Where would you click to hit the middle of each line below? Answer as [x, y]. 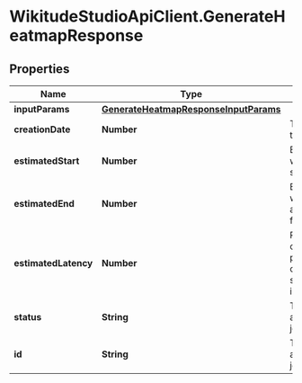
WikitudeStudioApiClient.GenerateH [147, 17]
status [28, 317]
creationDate [42, 129]
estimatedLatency [53, 263]
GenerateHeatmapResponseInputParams [191, 109]
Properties [40, 69]
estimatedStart [47, 161]
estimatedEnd [44, 204]
